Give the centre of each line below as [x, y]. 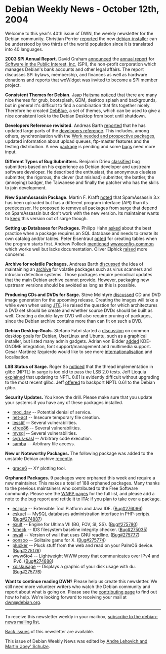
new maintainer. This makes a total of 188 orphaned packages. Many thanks [83, 483]
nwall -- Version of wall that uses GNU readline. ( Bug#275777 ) [76, 535]
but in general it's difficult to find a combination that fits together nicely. [78, 105]
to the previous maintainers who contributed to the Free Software [72, 488]
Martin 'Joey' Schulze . [28, 646]
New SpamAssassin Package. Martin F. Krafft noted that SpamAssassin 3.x [82, 197]
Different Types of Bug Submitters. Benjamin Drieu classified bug [73, 161]
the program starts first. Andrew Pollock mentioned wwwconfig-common [80, 243]
